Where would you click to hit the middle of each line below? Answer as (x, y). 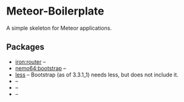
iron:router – (30, 61)
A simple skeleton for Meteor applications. (59, 28)
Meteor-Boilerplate (55, 11)
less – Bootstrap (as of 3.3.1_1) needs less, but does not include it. (97, 75)
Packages (25, 47)
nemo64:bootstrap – (41, 68)
